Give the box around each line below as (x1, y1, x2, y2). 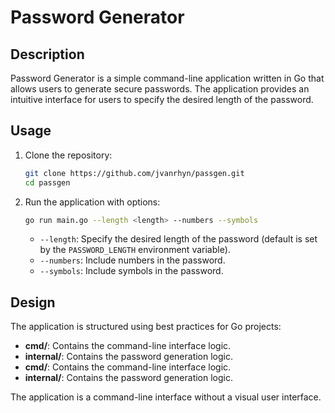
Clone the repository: (24, 149, 113, 161)
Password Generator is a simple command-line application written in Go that (10, 72, 325, 84)
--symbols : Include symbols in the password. (39, 265, 224, 277)
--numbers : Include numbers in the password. (39, 254, 226, 266)
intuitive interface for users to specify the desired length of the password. (10, 94, 314, 105)
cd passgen (24, 177, 71, 188)
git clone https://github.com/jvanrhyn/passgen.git (24, 168, 245, 178)
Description (10, 46, 85, 63)
